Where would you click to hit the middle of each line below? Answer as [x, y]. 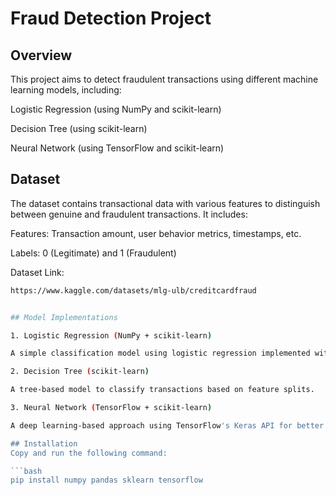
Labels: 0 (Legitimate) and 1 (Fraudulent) [93, 253]
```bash [26, 471]
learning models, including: [66, 90]
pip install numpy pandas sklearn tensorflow [106, 480]
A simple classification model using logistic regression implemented [160, 353]
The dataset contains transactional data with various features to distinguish [165, 203]
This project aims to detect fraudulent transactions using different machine [164, 79]
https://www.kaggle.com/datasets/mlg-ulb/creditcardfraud [133, 290]
